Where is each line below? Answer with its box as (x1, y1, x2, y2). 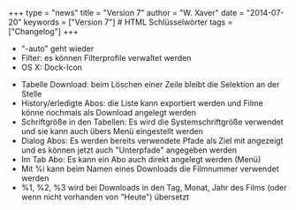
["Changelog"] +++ (8, 26, 79, 36)
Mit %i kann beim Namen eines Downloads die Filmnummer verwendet (20, 163, 279, 174)
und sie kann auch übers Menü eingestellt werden (20, 126, 204, 136)
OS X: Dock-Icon (20, 62, 83, 72)
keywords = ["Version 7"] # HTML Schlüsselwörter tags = (23, 17, 233, 27)
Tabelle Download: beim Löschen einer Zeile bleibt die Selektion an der (20, 79, 280, 89)
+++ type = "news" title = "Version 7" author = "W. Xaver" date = (8, 8, 245, 18)
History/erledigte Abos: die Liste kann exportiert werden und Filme (20, 98, 264, 109)
